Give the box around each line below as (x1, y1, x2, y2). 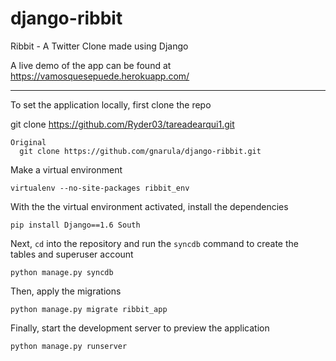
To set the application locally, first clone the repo (10, 98, 212, 111)
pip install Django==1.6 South (10, 220, 141, 230)
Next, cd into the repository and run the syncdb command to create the (10, 237, 299, 249)
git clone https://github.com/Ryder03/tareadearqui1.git (10, 118, 235, 130)
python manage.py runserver (10, 341, 128, 351)
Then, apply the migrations (10, 285, 122, 297)
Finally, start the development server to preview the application (10, 322, 270, 334)
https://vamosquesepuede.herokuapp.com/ (10, 70, 190, 82)
